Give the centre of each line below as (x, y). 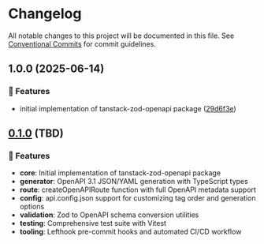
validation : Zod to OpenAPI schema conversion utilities (109, 215)
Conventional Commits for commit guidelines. (82, 43)
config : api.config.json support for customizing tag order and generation (138, 198)
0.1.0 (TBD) (36, 134)
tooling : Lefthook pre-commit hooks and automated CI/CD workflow (130, 232)
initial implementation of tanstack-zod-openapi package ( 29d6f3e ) (128, 108)
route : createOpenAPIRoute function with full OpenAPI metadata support (138, 190)
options (32, 207)
